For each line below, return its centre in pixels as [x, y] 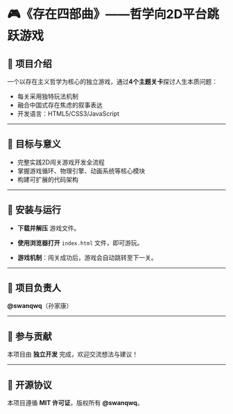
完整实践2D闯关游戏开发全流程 [61, 162]
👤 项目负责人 [34, 288]
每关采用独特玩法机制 [48, 96]
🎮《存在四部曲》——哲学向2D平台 [107, 14]
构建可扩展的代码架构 [48, 179]
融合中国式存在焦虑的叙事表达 [60, 105]
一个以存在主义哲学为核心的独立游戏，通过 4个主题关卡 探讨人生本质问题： [113, 81]
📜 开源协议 [29, 385]
